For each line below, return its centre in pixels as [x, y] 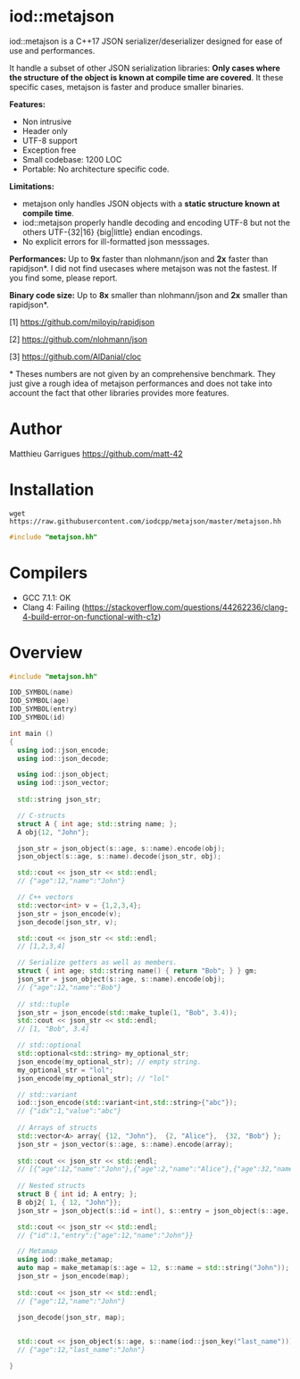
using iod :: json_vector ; [63, 783]
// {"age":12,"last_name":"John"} [81, 1350]
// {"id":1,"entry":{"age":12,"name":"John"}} [105, 1235]
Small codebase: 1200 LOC [72, 159]
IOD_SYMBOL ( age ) [39, 701]
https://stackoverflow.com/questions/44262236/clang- [186, 607]
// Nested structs [52, 1186]
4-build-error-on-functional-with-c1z [90, 616]
